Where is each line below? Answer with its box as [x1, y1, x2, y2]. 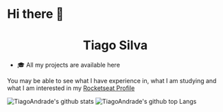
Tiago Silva [82, 38, 148, 54]
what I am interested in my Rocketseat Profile [7, 84, 135, 92]
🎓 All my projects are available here [16, 61, 120, 69]
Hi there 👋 [7, 6, 64, 22]
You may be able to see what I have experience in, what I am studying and [7, 77, 217, 85]
